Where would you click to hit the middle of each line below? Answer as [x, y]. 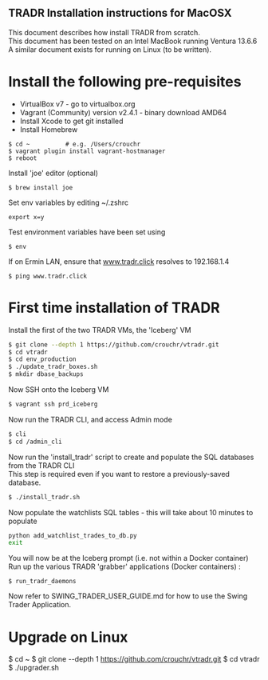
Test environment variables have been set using [87, 232]
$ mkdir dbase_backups [46, 374]
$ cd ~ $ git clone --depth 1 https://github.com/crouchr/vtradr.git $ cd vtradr [134, 659]
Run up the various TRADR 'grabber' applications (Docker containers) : [124, 566]
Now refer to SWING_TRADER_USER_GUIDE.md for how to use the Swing [128, 596]
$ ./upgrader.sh [34, 668]
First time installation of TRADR [114, 308]
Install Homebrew [49, 129]
